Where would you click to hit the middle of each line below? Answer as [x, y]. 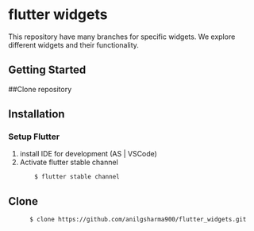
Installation [37, 114]
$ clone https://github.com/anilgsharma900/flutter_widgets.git [138, 220]
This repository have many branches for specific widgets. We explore [122, 37]
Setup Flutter [34, 137]
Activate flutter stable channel [69, 162]
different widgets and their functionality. [73, 44]
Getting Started [47, 70]
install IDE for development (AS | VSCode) [88, 154]
